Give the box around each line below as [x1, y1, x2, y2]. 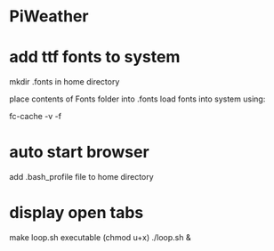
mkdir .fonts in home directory [9, 77, 120, 87]
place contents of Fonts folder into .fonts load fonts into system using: [9, 93, 266, 104]
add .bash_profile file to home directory [9, 172, 154, 182]
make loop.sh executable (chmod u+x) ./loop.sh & [9, 232, 191, 242]
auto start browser [9, 142, 149, 162]
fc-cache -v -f [9, 111, 62, 122]
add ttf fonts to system [9, 47, 181, 68]
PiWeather [9, 6, 89, 27]
